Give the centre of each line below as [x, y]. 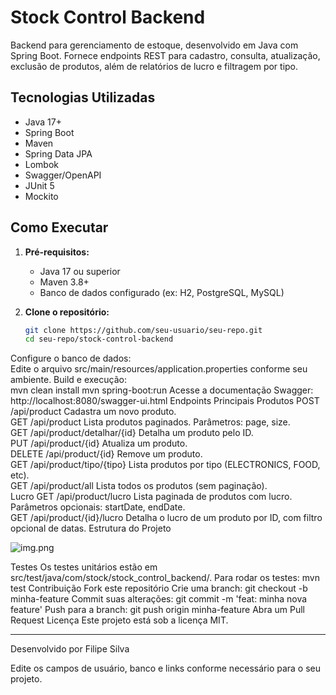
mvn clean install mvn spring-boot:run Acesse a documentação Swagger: [162, 390]
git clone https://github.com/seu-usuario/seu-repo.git [143, 330]
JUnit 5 [39, 185]
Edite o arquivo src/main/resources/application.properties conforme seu [159, 369]
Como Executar [59, 227]
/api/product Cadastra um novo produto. [93, 412]
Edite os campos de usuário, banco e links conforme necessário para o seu [166, 668]
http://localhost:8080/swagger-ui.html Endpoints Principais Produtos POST [165, 401]
